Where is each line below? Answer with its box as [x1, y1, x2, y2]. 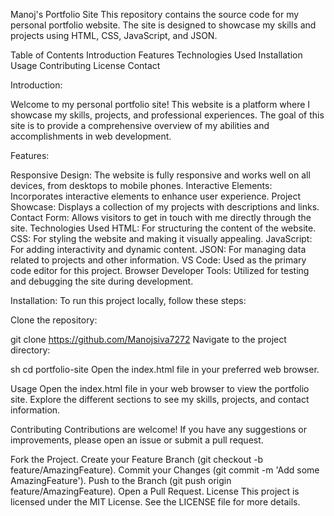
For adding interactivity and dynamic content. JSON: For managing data [10, 244, 307, 255]
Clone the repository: [10, 314, 98, 326]
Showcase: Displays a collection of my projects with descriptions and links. [10, 201, 320, 213]
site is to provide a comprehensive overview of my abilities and [10, 120, 270, 131]
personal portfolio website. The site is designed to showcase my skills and [10, 19, 317, 31]
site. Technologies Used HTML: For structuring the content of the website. [10, 222, 317, 234]
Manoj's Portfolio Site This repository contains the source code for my [10, 9, 300, 20]
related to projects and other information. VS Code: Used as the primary [10, 254, 307, 266]
